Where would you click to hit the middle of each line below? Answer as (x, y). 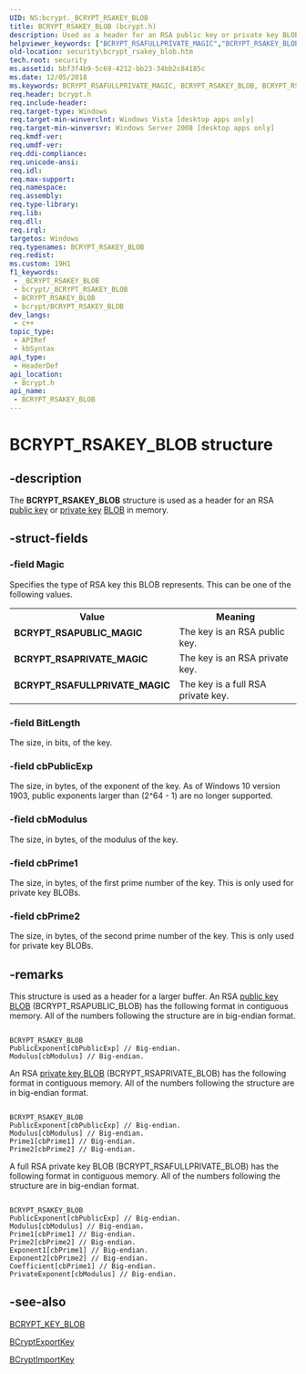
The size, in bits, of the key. (61, 742)
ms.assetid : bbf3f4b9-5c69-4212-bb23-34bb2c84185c (107, 69)
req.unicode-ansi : (44, 162)
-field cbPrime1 (44, 863)
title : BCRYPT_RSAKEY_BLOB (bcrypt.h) (83, 26)
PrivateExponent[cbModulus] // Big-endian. (93, 1274)
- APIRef (30, 340)
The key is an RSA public (232, 631)
